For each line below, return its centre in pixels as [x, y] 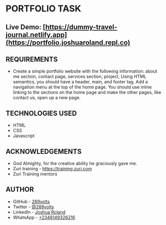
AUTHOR [20, 189]
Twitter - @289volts [33, 207]
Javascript [24, 136]
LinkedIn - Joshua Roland [39, 212]
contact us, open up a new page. [47, 98]
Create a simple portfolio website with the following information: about [85, 71]
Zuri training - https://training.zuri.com [52, 169]
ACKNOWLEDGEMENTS [44, 151]
